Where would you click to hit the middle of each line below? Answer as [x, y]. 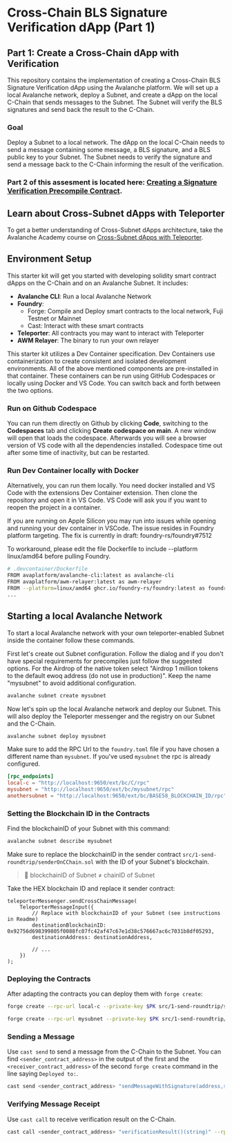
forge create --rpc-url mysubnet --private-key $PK [83, 1019]
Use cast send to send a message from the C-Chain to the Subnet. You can [114, 1052]
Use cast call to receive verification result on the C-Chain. [91, 1119]
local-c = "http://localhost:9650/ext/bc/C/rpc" [78, 783]
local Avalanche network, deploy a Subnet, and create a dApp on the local [112, 95]
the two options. [30, 390]
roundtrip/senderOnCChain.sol [51, 862]
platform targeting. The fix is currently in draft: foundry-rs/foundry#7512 [110, 536]
